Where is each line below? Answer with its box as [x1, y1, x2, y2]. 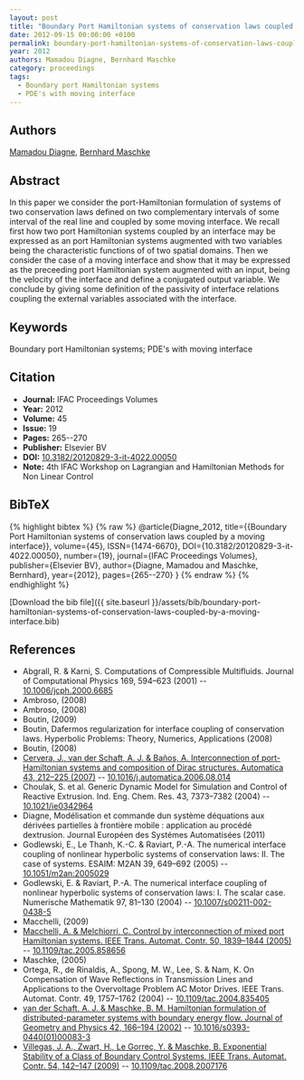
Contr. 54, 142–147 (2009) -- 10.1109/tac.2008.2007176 [22, 1061, 228, 1072]
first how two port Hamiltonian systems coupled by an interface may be [9, 226, 276, 236]
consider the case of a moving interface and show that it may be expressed [9, 255, 291, 265]
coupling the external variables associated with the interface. [9, 294, 237, 304]
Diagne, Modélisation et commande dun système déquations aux [22, 810, 265, 821]
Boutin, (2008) [22, 743, 77, 754]
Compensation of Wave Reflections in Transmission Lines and [22, 974, 253, 985]
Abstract [9, 173, 61, 188]
